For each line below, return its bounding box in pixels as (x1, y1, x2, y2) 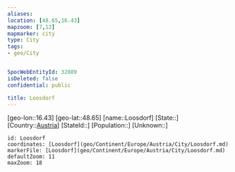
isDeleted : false (7, 75, 59, 82)
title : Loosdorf (7, 94, 55, 102)
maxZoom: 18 (7, 159, 42, 166)
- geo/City (7, 50, 40, 57)
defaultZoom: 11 (7, 153, 55, 161)
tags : (7, 43, 23, 50)
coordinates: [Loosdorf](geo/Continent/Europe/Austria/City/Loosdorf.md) (7, 141, 229, 148)
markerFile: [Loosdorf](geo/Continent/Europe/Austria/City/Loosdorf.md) (7, 147, 226, 154)
